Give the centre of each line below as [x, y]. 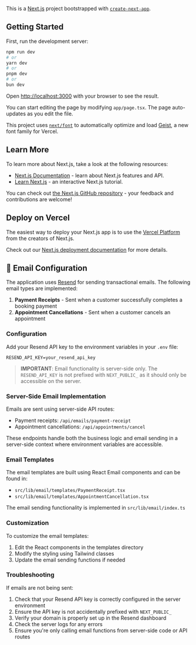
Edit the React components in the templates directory [79, 547]
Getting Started [35, 27]
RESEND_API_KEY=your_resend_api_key [51, 358]
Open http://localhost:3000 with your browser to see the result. [83, 96]
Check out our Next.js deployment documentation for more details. [87, 250]
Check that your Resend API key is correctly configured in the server [97, 599]
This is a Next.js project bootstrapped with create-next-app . [79, 9]
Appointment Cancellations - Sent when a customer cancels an [92, 312]
